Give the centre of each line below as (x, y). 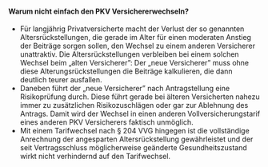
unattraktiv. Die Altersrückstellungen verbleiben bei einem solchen (129, 54)
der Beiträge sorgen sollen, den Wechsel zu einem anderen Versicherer (138, 46)
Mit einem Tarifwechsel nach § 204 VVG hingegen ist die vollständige (134, 131)
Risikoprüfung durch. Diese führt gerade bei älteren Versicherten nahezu (140, 97)
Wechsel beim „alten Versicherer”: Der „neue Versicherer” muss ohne (134, 63)
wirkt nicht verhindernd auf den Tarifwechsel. (95, 157)
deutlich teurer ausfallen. (61, 80)
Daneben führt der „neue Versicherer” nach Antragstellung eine (125, 89)
